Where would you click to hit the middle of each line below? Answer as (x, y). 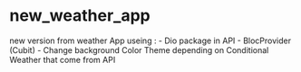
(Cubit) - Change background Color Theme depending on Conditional (139, 49)
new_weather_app (80, 16)
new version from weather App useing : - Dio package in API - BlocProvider (150, 40)
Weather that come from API (63, 59)
